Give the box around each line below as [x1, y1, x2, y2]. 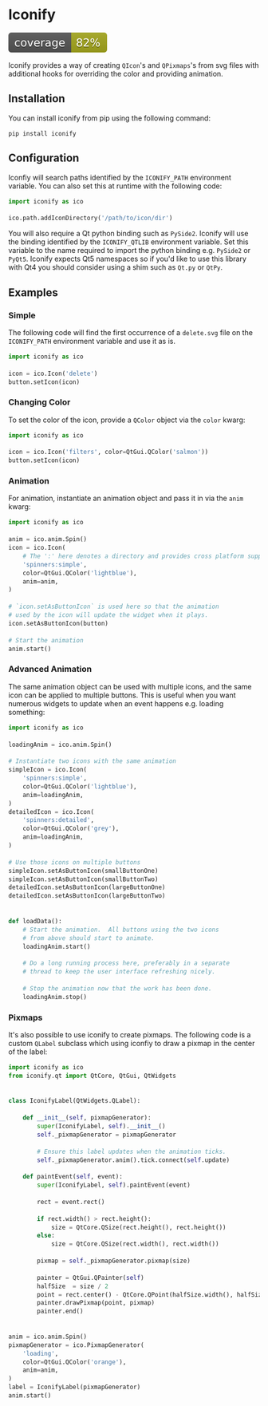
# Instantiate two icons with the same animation [8, 757, 177, 765]
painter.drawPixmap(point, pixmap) [37, 1299, 156, 1307]
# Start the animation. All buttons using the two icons [22, 926, 219, 934]
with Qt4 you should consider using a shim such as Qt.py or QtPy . [8, 263, 223, 272]
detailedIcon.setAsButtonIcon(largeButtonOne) [8, 883, 166, 891]
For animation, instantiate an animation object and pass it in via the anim [8, 493, 244, 504]
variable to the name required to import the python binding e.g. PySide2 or [8, 246, 251, 255]
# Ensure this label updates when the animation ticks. [37, 1147, 227, 1155]
